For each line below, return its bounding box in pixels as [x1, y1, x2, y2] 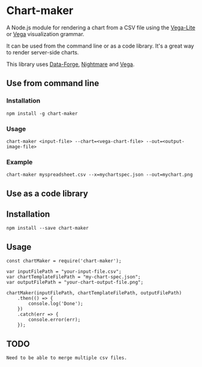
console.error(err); [28, 317, 81, 323]
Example [6, 158, 33, 166]
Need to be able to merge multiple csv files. [6, 355, 127, 361]
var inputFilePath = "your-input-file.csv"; [6, 269, 122, 275]
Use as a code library [6, 188, 89, 198]
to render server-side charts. [6, 48, 80, 56]
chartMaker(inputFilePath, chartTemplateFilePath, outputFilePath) [6, 290, 182, 296]
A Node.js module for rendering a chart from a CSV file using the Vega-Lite [6, 24, 196, 31]
